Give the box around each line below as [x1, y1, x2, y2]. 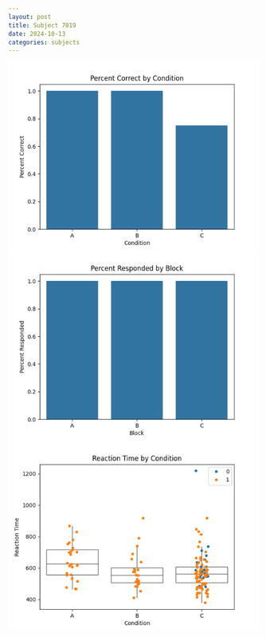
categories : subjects [8, 38, 80, 46]
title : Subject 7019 [8, 21, 77, 30]
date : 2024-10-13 [8, 30, 66, 38]
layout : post [8, 13, 52, 21]
